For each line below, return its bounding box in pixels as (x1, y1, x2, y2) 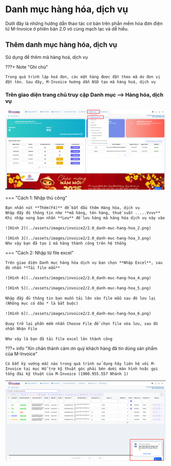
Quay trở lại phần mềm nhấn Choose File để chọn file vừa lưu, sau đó (5, 321, 158, 326)
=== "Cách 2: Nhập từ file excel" (5, 250, 74, 256)
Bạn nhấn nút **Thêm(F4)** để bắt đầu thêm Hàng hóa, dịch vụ (5, 205, 140, 210)
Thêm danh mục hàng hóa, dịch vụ (5, 41, 118, 49)
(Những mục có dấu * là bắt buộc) (5, 301, 79, 306)
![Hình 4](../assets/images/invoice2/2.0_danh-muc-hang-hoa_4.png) (5, 275, 152, 281)
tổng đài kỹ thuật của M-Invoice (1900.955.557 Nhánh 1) (5, 371, 129, 377)
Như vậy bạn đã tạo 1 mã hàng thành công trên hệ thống (5, 240, 126, 246)
